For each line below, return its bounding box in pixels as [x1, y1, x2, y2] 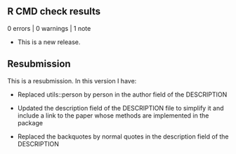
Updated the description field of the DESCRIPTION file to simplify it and [17, 104, 224, 112]
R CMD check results [7, 6, 101, 17]
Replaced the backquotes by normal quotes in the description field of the [17, 132, 230, 141]
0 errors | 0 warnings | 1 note [7, 24, 91, 32]
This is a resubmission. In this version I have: [7, 76, 137, 85]
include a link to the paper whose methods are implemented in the [17, 111, 209, 120]
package [17, 118, 44, 127]
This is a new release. [17, 38, 81, 46]
